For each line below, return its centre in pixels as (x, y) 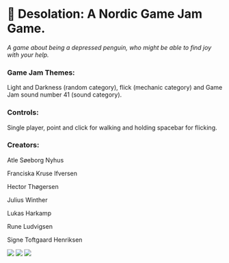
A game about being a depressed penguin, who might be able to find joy (109, 47)
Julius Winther (27, 200)
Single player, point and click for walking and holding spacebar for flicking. (112, 127)
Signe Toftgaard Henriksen (45, 240)
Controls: (23, 112)
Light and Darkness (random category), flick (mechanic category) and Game (115, 88)
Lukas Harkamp (29, 213)
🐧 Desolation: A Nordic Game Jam (105, 14)
